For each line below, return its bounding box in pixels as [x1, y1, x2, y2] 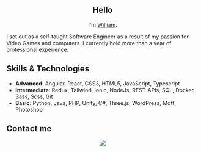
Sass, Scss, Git [15, 93, 53, 100]
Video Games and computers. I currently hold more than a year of [6, 39, 172, 46]
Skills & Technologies [6, 63, 90, 74]
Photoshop [15, 106, 43, 113]
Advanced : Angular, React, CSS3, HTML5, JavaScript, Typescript [15, 79, 180, 87]
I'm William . [88, 21, 117, 28]
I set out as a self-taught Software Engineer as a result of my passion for [6, 33, 189, 40]
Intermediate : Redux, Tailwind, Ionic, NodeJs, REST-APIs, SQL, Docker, [15, 86, 196, 93]
